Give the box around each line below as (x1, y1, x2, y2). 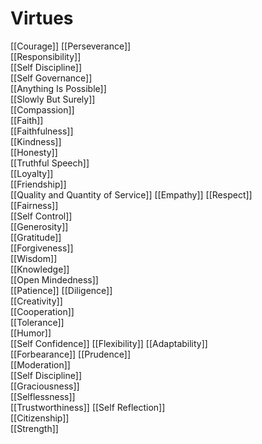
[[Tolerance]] (10, 316, 65, 328)
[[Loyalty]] (10, 167, 54, 179)
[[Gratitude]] (10, 231, 62, 243)
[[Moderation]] (10, 358, 71, 371)
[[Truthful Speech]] (10, 157, 90, 169)
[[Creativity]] (10, 295, 63, 307)
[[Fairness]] (10, 199, 59, 211)
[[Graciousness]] (10, 380, 80, 392)
